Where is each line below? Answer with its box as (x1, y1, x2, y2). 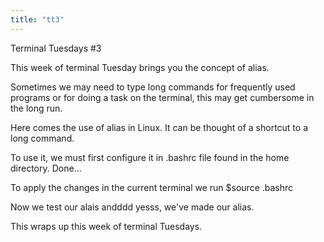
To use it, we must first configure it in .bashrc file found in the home (10, 151, 290, 163)
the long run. (10, 102, 63, 114)
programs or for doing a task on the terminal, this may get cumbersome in (10, 91, 315, 103)
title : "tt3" (10, 14, 65, 25)
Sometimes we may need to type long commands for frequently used (10, 81, 296, 93)
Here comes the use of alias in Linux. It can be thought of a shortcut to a (10, 121, 308, 133)
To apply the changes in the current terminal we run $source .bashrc (10, 181, 294, 193)
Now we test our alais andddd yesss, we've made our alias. (10, 201, 255, 213)
